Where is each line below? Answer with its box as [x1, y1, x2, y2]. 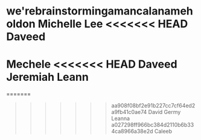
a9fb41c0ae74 [111, 109, 147, 116]
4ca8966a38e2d [111, 128, 153, 135]
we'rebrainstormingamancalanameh [6, 4, 193, 18]
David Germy [148, 109, 181, 116]
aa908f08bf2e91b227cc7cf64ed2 [111, 102, 196, 109]
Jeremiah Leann [6, 71, 89, 84]
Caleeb [154, 128, 173, 135]
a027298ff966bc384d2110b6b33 [111, 121, 194, 129]
